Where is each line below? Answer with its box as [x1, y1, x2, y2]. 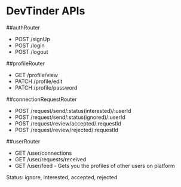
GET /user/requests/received [14, 155, 87, 163]
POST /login [14, 42, 45, 49]
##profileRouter [6, 60, 45, 67]
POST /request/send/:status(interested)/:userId [14, 107, 131, 114]
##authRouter [6, 24, 41, 31]
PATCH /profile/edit [14, 78, 63, 85]
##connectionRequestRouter [6, 96, 77, 103]
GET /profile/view [14, 71, 59, 78]
